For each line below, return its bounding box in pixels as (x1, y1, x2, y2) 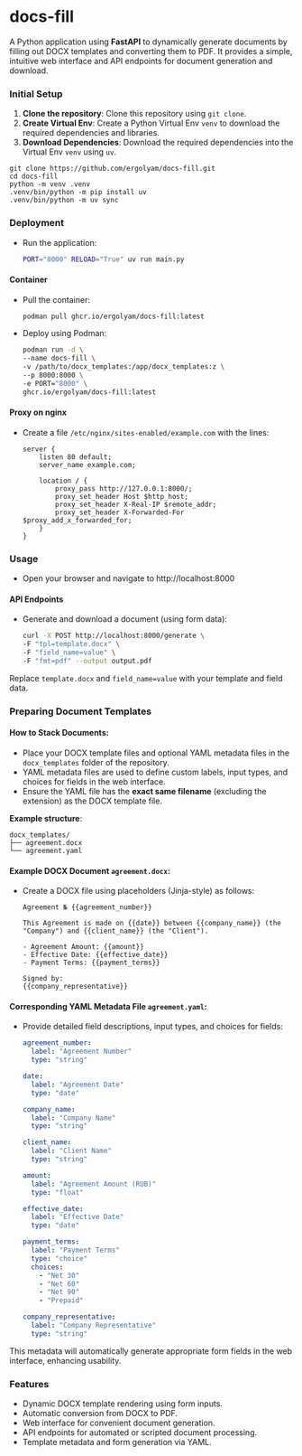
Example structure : (9, 813, 83, 824)
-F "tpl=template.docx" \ (22, 640, 120, 649)
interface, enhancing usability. (9, 1355, 122, 1366)
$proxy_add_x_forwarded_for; (22, 515, 133, 525)
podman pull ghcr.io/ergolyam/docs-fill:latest (22, 312, 205, 321)
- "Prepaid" (39, 1296, 84, 1305)
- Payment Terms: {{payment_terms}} (22, 958, 160, 968)
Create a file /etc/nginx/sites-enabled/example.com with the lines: (22, 427, 270, 437)
